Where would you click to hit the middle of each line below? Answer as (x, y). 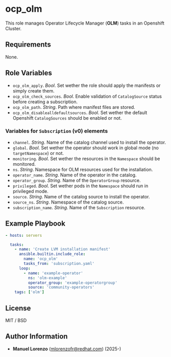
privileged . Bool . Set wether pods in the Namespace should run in (80, 186)
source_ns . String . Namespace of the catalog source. (68, 202)
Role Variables (29, 73)
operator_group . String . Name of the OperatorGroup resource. (77, 180)
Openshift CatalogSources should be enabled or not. (67, 118)
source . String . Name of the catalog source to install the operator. (81, 196)
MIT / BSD (16, 320)
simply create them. (33, 91)
